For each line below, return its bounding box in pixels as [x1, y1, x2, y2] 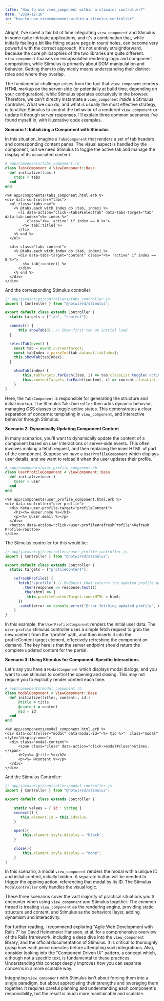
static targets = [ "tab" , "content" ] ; [9, 314, 89, 320]
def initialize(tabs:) [9, 170, 56, 175]
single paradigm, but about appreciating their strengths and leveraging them [5, 980, 159, 986]
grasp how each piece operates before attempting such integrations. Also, [5, 945, 155, 951]
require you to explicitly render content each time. [5, 676, 105, 683]
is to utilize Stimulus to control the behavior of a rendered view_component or [5, 107, 158, 113]
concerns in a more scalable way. [5, 965, 73, 972]
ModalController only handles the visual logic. [5, 884, 98, 890]
